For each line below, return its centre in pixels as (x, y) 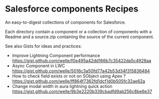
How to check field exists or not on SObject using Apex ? (69, 76)
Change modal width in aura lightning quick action (62, 86)
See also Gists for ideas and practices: (43, 46)
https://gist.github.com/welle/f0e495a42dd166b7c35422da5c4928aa (82, 60)
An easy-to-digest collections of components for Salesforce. (65, 22)
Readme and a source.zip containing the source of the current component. (79, 37)
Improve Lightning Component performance (56, 55)
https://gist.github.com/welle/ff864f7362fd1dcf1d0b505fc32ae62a (79, 81)
